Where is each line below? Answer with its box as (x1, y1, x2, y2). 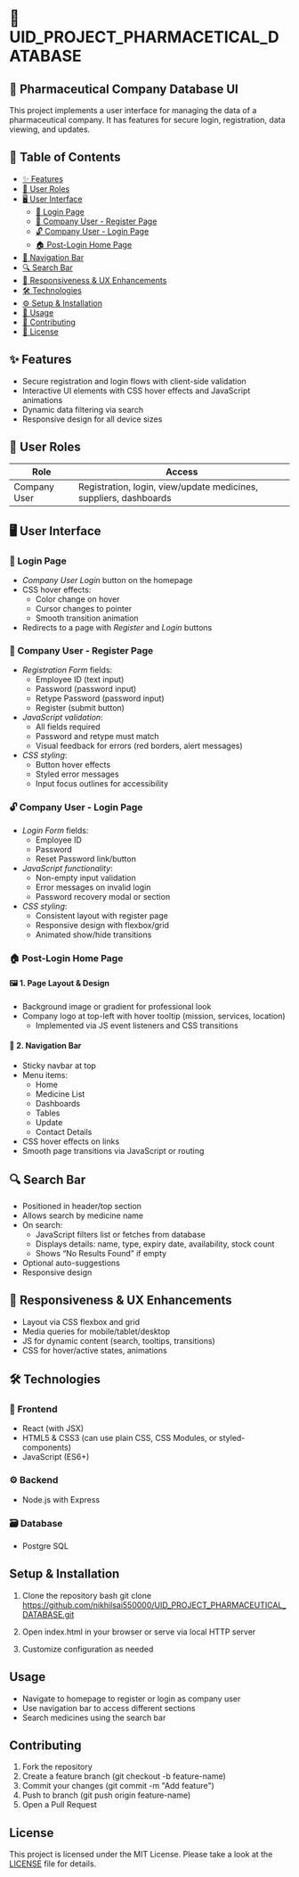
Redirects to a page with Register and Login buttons (21, 622, 213, 633)
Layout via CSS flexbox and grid (21, 1316, 141, 1327)
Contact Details (35, 1127, 93, 1138)
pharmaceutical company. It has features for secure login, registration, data (9, 115, 287, 125)
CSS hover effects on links (21, 1136, 120, 1147)
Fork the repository (21, 1761, 93, 1773)
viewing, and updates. (9, 124, 91, 135)
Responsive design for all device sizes (21, 414, 163, 424)
